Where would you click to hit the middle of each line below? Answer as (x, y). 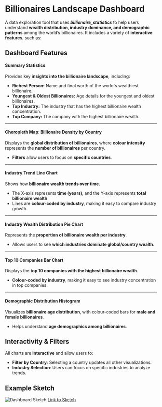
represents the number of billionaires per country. (55, 148)
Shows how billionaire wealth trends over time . (53, 184)
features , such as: (23, 38)
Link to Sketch (62, 400)
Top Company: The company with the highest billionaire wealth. (76, 116)
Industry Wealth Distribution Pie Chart (44, 224)
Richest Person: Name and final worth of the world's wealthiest (75, 85)
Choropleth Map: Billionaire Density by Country (54, 132)
